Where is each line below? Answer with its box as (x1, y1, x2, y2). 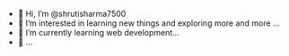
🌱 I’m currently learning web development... (17, 28, 180, 37)
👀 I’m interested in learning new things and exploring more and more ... (17, 18, 280, 28)
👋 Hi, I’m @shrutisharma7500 (17, 9, 127, 19)
